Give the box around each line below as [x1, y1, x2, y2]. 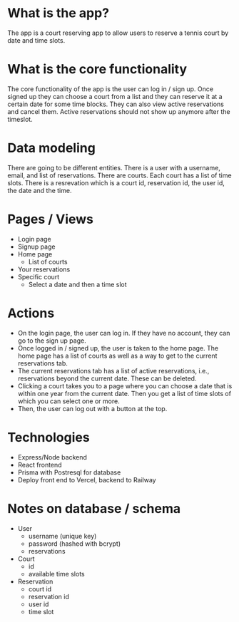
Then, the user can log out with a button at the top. [17, 404, 168, 413]
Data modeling [7, 140, 96, 156]
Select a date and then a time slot [28, 280, 127, 289]
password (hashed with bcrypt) [28, 539, 121, 548]
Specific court [17, 272, 60, 281]
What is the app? [7, 5, 109, 21]
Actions [7, 305, 55, 321]
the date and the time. [7, 186, 72, 195]
